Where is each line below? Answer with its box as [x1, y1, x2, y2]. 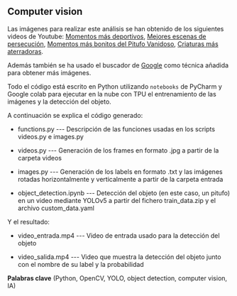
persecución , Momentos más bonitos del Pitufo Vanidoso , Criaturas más [7, 39, 219, 48]
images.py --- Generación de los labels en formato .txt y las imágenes [17, 167, 223, 176]
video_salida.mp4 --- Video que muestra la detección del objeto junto [17, 252, 221, 261]
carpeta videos [17, 153, 62, 162]
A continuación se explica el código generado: [7, 111, 143, 119]
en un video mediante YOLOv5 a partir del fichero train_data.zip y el [17, 196, 216, 204]
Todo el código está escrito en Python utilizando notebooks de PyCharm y [7, 82, 222, 91]
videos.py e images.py [17, 132, 84, 141]
